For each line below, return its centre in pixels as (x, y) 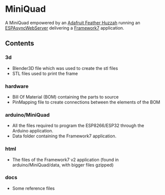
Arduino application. (33, 131)
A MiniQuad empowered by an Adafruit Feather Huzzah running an (73, 23)
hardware (17, 86)
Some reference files (33, 188)
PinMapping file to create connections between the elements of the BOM (86, 102)
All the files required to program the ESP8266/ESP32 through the (78, 126)
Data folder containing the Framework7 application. (64, 136)
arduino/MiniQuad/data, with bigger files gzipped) (63, 165)
